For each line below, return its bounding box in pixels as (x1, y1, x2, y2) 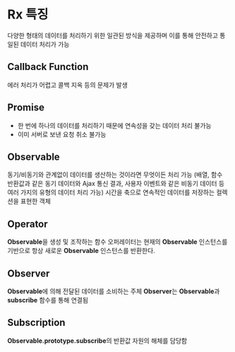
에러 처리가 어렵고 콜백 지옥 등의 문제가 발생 (7, 81, 128, 89)
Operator (7, 218, 48, 230)
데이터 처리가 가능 (20, 40, 70, 48)
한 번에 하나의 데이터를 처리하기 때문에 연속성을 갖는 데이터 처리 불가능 (17, 121, 212, 129)
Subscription (7, 317, 66, 329)
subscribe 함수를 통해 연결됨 (7, 296, 89, 304)
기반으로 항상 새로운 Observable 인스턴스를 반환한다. (7, 247, 155, 255)
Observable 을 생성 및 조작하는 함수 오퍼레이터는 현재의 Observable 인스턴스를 (7, 237, 228, 246)
